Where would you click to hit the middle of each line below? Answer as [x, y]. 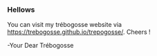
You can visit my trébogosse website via [65, 25]
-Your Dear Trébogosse [40, 46]
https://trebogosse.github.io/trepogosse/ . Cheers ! [79, 32]
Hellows [21, 10]
